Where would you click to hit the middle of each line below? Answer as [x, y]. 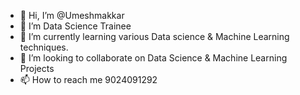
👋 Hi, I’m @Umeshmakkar [72, 15]
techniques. [44, 47]
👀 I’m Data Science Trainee [75, 26]
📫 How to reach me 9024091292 [88, 79]
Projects [37, 68]
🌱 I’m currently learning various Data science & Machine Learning [154, 36]
